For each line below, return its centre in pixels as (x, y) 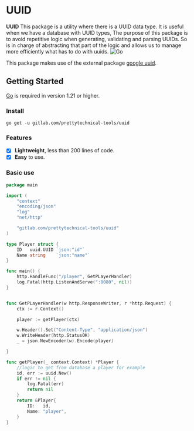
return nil (40, 390)
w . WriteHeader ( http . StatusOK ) (54, 336)
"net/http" (30, 218)
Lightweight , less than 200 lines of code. (64, 151)
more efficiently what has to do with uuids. (57, 51)
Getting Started (35, 81)
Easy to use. (30, 157)
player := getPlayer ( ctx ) (48, 319)
